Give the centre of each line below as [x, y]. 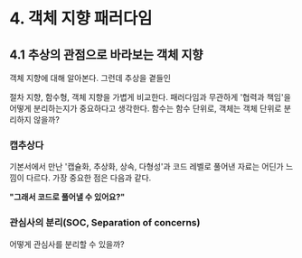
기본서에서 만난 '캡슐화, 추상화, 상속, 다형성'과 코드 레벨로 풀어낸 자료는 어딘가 [146, 167]
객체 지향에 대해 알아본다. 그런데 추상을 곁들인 [90, 78]
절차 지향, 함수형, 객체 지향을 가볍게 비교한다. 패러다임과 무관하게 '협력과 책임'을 [150, 97]
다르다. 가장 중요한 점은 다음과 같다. [89, 178]
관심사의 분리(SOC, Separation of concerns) [105, 223]
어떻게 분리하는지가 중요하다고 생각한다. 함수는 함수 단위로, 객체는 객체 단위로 [146, 108]
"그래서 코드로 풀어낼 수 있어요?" [67, 197]
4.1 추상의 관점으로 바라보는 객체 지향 [106, 55]
